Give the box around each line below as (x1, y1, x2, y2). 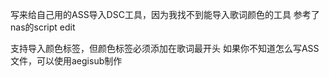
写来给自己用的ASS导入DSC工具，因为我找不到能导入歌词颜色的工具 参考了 (10, 9, 320, 20)
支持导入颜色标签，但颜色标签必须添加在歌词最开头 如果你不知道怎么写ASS (10, 43, 320, 54)
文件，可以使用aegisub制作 (10, 55, 123, 67)
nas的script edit (10, 21, 76, 33)
